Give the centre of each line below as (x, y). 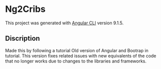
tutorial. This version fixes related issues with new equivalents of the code (81, 56)
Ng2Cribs (25, 9)
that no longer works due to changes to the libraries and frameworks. (76, 61)
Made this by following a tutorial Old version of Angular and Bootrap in (77, 50)
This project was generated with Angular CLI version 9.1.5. (64, 23)
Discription (23, 38)
